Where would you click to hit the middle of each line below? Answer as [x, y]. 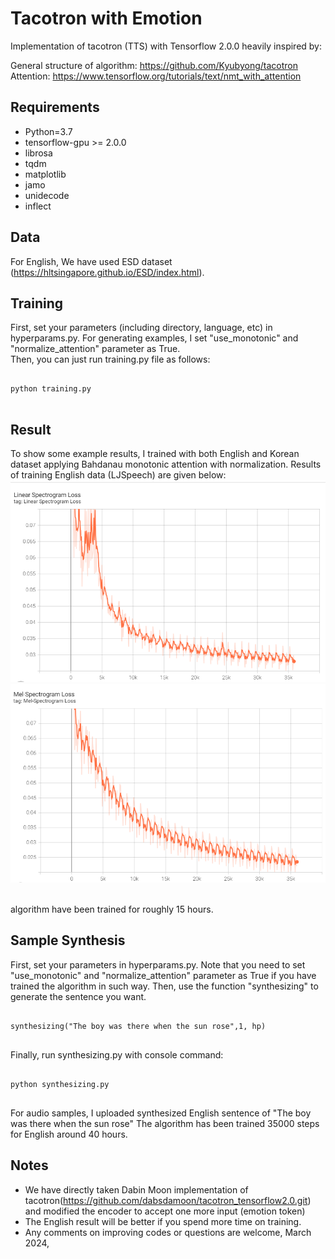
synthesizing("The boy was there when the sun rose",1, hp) [138, 1026]
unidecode [47, 195]
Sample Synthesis [68, 940]
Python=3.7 [48, 131]
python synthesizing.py [60, 1084]
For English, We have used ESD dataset [91, 261]
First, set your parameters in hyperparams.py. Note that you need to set [158, 964]
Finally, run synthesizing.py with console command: [117, 1054]
